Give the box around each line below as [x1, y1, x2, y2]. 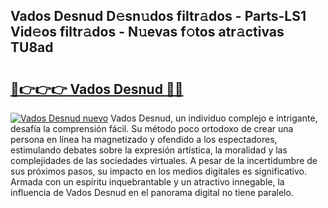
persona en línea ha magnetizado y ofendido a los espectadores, [10, 134, 278, 145]
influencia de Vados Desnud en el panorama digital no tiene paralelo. [10, 187, 294, 198]
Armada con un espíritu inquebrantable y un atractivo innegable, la [10, 176, 285, 188]
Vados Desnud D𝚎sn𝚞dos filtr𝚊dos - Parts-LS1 [10, 8, 307, 25]
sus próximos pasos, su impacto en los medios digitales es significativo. [10, 165, 308, 177]
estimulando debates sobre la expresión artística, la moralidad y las [10, 144, 288, 156]
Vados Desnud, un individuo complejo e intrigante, [110, 112, 318, 124]
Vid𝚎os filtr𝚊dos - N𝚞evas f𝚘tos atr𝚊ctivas [10, 24, 285, 41]
